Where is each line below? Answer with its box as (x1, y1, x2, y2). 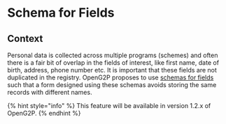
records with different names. (7, 88, 92, 96)
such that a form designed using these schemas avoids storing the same (7, 81, 217, 88)
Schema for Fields (7, 5, 115, 21)
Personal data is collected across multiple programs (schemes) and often (7, 51, 218, 59)
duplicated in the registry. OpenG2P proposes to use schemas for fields (7, 73, 214, 82)
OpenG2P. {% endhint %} (7, 109, 81, 117)
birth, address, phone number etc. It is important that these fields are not (7, 66, 217, 74)
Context (7, 33, 43, 45)
